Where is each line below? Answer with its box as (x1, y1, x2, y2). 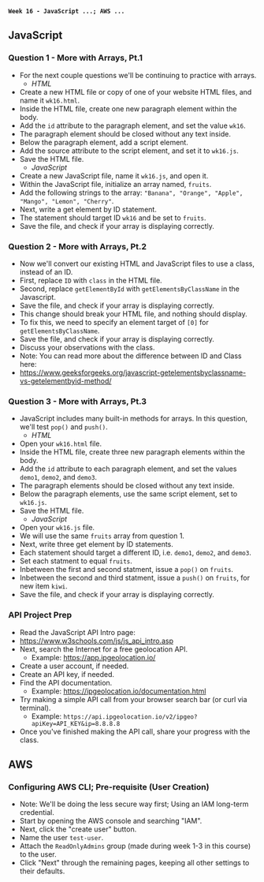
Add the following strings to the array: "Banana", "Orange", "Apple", (19, 188, 244, 197)
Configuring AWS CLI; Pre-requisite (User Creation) (8, 781, 210, 792)
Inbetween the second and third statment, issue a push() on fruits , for (19, 573, 251, 583)
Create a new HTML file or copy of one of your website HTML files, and (19, 87, 252, 96)
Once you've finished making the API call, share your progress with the (19, 727, 251, 736)
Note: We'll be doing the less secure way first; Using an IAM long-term (19, 799, 249, 809)
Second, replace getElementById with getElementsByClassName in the (19, 284, 240, 293)
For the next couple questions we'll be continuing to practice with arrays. (19, 70, 257, 80)
